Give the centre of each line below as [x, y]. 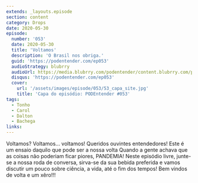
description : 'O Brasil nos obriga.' [58, 55]
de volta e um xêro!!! [31, 175]
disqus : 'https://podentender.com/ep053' [63, 77]
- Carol [21, 110]
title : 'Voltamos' [34, 50]
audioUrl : [23, 72]
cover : [19, 83]
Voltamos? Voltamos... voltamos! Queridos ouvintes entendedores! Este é [95, 143]
